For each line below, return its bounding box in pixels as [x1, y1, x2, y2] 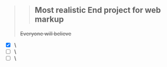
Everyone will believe [19, 30, 72, 37]
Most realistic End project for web [34, 5, 161, 15]
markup [34, 15, 64, 25]
